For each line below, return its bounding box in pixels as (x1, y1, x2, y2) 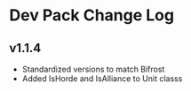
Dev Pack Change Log (9, 5, 175, 26)
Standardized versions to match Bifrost (21, 64, 165, 74)
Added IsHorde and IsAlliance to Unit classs (21, 73, 183, 84)
